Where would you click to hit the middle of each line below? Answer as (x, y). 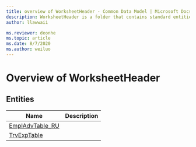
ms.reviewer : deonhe (31, 33)
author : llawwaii (27, 22)
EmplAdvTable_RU (34, 125)
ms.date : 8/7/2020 (28, 44)
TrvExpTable (26, 135)
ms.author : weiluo (28, 49)
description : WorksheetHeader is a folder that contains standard (88, 17)
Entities (20, 99)
